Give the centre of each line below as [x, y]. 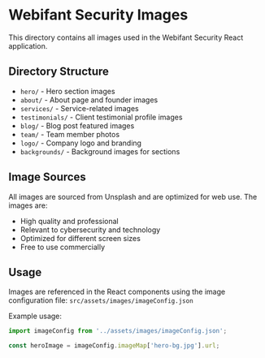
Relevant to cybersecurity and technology [90, 230]
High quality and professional [70, 221]
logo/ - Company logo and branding [81, 143]
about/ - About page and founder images [89, 100]
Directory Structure [59, 72]
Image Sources [48, 177]
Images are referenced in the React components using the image [117, 292]
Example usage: [35, 316]
